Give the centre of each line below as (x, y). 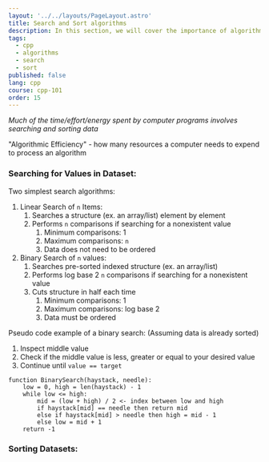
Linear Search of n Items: (61, 207)
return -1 (39, 429)
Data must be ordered (80, 317)
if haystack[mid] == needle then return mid (112, 408)
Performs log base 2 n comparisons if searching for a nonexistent (140, 275)
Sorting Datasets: (43, 449)
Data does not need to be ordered (100, 249)
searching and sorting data (53, 129)
